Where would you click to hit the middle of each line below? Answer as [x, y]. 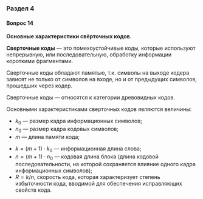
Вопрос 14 [20, 23]
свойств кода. [33, 190]
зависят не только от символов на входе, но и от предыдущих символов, [102, 79]
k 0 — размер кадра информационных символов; [79, 121]
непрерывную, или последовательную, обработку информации [89, 55]
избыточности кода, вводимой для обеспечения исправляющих [98, 184]
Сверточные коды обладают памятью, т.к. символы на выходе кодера [98, 73]
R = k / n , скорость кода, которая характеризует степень [88, 177]
